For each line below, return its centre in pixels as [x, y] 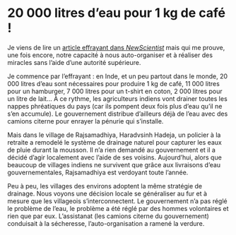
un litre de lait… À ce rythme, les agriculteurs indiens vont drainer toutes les [117, 98]
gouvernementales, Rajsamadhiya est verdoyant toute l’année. [98, 172]
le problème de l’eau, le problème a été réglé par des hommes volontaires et [118, 208]
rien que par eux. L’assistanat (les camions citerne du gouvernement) [108, 216]
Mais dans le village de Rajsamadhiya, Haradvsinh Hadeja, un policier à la [114, 135]
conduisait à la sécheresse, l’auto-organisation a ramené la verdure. [106, 223]
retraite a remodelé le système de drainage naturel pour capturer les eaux [115, 142]
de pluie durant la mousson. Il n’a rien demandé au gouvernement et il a [111, 150]
